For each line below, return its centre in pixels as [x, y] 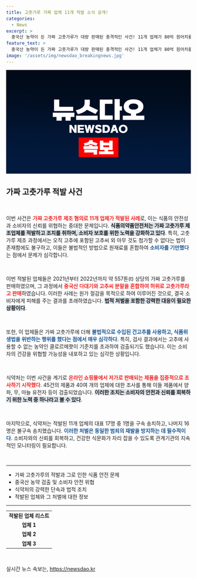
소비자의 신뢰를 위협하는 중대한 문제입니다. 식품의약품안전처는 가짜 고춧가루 [98, 226]
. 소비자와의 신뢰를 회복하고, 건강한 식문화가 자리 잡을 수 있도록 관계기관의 [95, 438]
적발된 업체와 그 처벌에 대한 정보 [51, 497]
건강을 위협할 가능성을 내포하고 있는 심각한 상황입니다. [79, 354]
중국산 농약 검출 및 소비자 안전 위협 [55, 482]
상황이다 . [16, 308]
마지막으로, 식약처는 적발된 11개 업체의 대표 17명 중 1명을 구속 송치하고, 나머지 [94, 424]
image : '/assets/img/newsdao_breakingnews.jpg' [65, 56]
